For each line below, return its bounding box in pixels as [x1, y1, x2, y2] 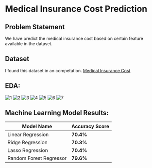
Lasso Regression [7, 147, 48, 154]
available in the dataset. [5, 41, 52, 47]
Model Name [22, 123, 52, 130]
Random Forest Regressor [7, 155, 67, 162]
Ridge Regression [7, 139, 48, 146]
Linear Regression [7, 131, 49, 138]
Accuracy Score [71, 123, 109, 130]
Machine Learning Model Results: [5, 109, 109, 117]
